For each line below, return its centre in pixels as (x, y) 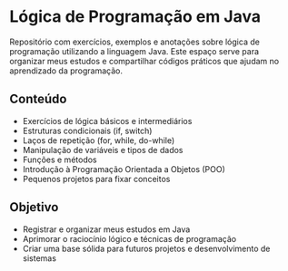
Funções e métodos (60, 160)
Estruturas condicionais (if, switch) (87, 131)
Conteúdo (38, 99)
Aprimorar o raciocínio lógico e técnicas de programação (129, 238)
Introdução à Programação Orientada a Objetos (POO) (124, 169)
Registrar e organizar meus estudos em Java (106, 229)
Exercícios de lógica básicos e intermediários (107, 121)
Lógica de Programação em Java (135, 17)
